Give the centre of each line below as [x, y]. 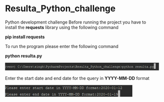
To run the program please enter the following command [62, 46]
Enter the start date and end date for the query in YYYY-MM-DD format [77, 78]
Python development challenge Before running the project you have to [76, 22]
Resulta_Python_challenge [60, 9]
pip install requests [25, 37]
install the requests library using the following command [62, 27]
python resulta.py [24, 56]
